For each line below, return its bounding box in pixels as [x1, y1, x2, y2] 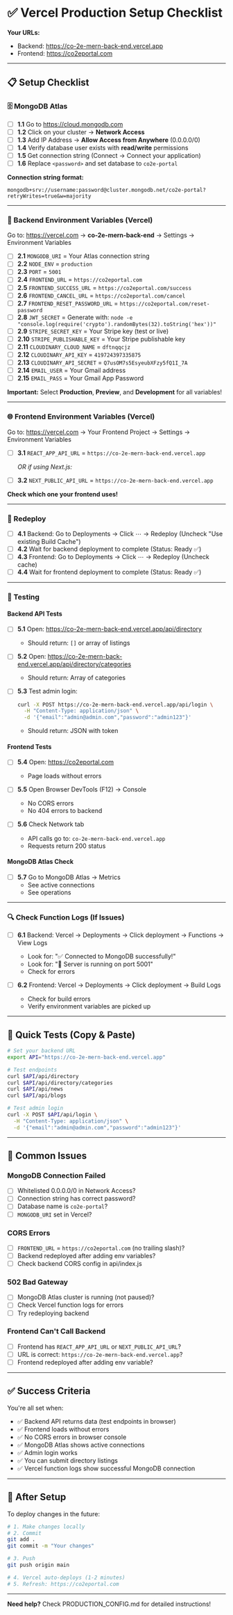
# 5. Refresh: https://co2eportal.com [7, 1580, 119, 1587]
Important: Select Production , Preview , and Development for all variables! [7, 388, 223, 396]
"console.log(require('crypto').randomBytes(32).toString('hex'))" [17, 321, 216, 328]
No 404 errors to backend [27, 807, 103, 815]
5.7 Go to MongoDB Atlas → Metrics [17, 873, 121, 881]
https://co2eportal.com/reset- [119, 300, 210, 307]
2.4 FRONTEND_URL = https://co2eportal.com [17, 275, 143, 284]
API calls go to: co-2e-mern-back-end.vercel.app [27, 834, 166, 842]
